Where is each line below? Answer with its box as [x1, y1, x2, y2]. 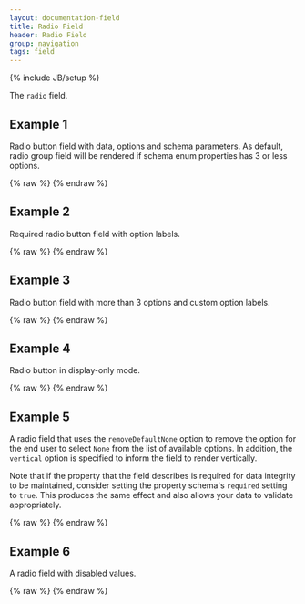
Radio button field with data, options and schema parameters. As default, [9, 141, 284, 151]
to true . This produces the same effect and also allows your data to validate [9, 490, 294, 501]
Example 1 [9, 116, 68, 132]
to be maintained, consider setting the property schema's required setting [9, 480, 288, 491]
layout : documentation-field [9, 13, 120, 23]
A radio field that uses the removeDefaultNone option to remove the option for [9, 433, 297, 444]
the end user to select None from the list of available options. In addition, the [9, 443, 293, 454]
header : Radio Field [9, 30, 88, 39]
